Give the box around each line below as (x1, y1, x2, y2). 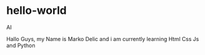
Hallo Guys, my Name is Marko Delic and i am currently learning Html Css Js (6, 35, 199, 42)
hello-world (6, 4, 67, 18)
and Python (6, 42, 35, 49)
